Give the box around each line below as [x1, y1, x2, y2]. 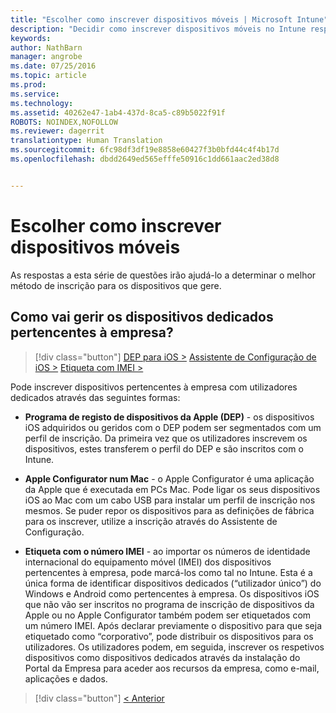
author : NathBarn [10, 42, 83, 53]
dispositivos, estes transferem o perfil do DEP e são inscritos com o [24, 442, 304, 455]
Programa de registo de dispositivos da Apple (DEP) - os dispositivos [24, 411, 315, 423]
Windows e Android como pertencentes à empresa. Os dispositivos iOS [24, 587, 320, 600]
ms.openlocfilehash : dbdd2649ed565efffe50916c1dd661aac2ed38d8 [10, 154, 280, 164]
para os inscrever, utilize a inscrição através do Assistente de [24, 515, 278, 527]
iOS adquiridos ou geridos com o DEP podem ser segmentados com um [24, 421, 322, 433]
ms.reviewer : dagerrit [10, 126, 105, 136]
